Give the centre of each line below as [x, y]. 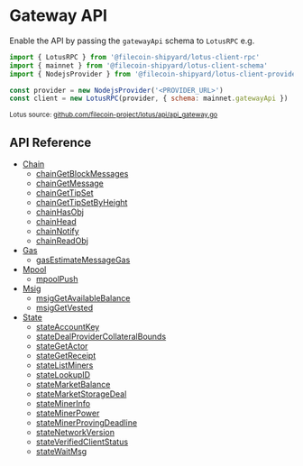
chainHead [56, 222]
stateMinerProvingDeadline [87, 423]
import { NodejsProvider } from [70, 74]
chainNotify [57, 232]
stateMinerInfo [63, 404]
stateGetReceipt [66, 356]
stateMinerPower [68, 413]
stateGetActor [62, 346]
